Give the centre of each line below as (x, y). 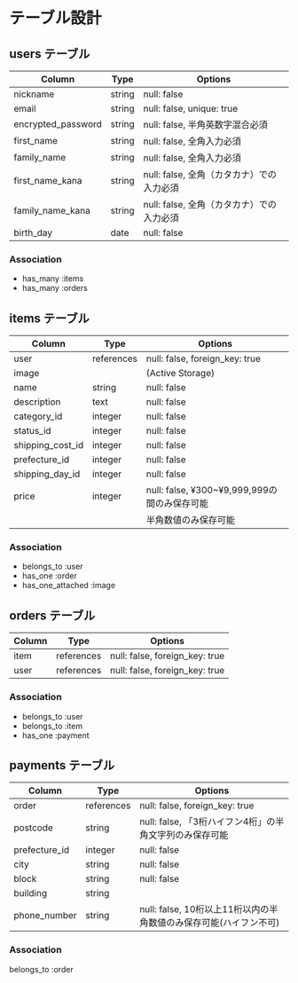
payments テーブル (62, 765)
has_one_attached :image (69, 586)
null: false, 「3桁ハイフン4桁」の (207, 822)
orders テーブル (52, 615)
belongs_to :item (52, 726)
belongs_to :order (41, 969)
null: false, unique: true (190, 109)
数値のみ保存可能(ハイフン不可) (214, 923)
